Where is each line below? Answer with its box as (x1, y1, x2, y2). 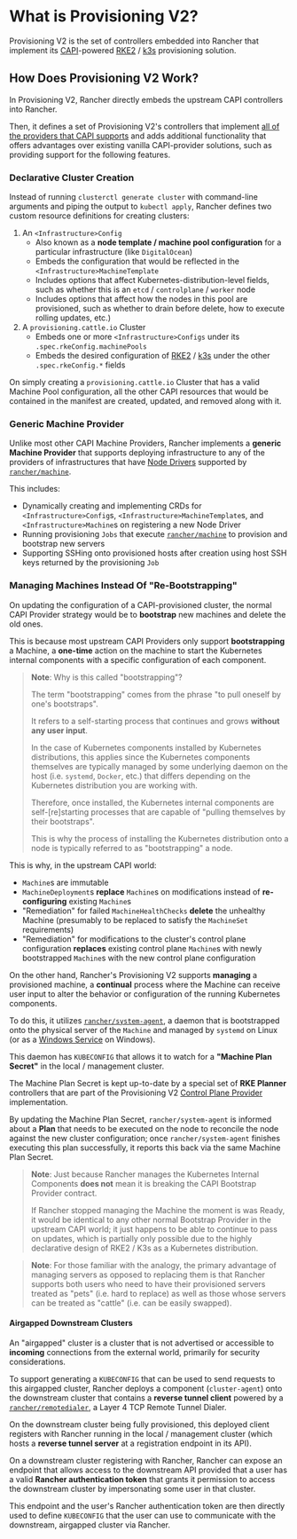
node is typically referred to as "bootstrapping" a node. (30, 842, 233, 853)
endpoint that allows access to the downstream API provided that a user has (9, 1464, 288, 1475)
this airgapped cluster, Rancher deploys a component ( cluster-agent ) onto (9, 1383, 283, 1393)
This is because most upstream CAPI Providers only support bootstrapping (9, 635, 285, 646)
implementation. (9, 1096, 68, 1107)
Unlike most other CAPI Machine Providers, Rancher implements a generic (9, 438, 282, 449)
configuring (21, 896, 67, 906)
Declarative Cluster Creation (9, 171, 135, 184)
